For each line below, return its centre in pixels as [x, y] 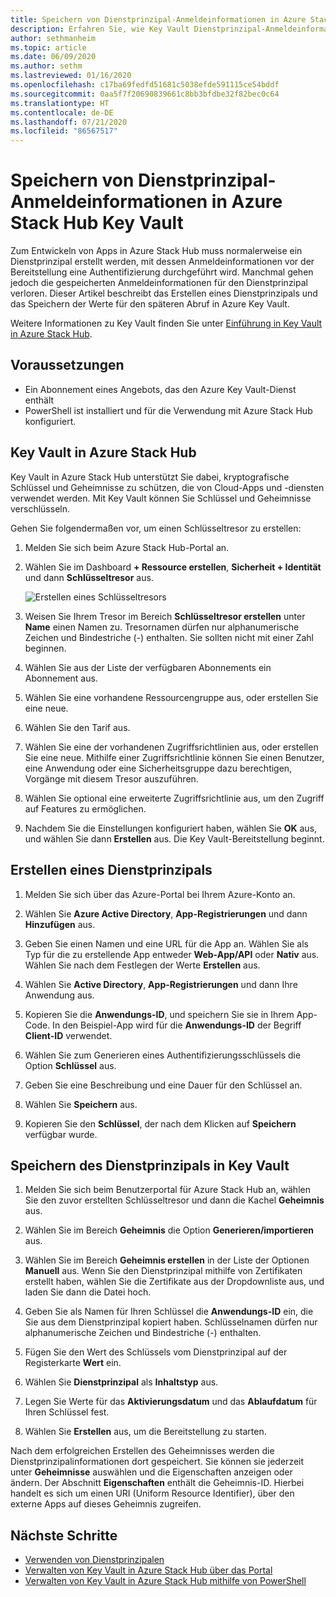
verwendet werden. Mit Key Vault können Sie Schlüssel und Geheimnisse [161, 498]
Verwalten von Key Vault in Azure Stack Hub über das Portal [148, 1570]
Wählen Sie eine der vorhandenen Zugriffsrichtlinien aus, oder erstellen [171, 747]
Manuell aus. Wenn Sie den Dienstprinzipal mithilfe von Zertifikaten [163, 1271]
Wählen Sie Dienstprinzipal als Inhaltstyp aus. [121, 1382]
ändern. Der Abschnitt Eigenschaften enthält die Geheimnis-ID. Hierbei [157, 1483]
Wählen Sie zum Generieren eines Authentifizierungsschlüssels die [163, 1055]
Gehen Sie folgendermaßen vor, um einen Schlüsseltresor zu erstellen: [156, 528]
